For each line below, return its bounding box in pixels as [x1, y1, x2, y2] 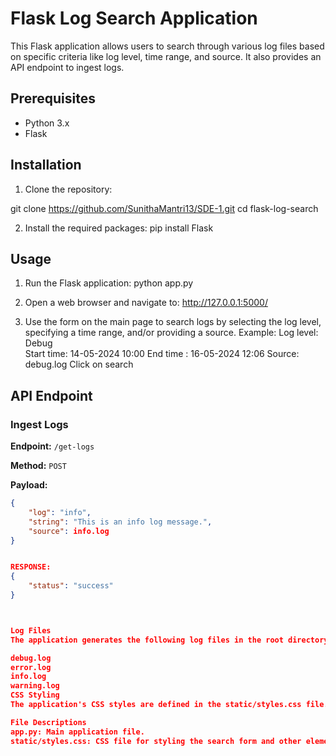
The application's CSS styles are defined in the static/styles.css [10, 700, 302, 710]
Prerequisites [10, 90, 96, 107]
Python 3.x [24, 117, 70, 129]
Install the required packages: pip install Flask [24, 222, 214, 234]
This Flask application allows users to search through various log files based [10, 40, 325, 52]
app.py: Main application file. [10, 727, 145, 737]
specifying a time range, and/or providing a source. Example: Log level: [24, 327, 319, 339]
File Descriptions [10, 717, 87, 727]
